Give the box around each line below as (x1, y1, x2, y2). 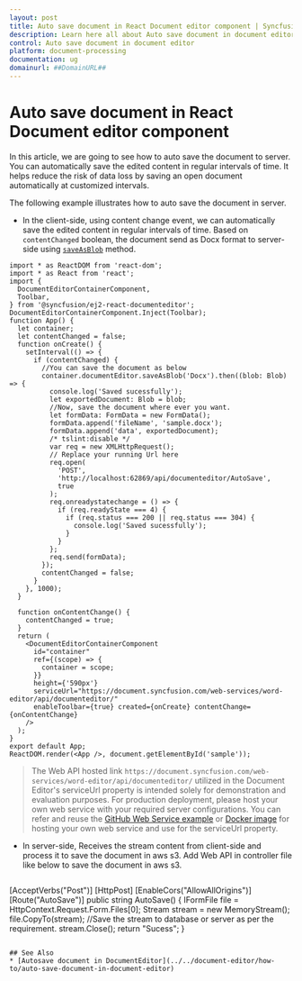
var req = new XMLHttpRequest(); (49, 442, 175, 451)
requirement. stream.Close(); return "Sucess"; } (9, 922, 185, 933)
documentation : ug (9, 55, 78, 64)
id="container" (32, 647, 91, 656)
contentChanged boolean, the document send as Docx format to (22, 233, 256, 244)
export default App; (9, 741, 87, 750)
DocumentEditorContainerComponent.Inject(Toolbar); (9, 308, 207, 317)
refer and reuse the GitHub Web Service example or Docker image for (31, 813, 290, 824)
